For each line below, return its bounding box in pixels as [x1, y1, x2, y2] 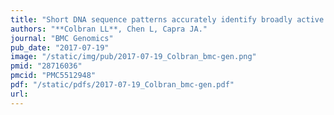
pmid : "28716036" [10, 61, 83, 71]
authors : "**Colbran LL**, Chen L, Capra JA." [10, 24, 208, 34]
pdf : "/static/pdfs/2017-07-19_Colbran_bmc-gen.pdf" [10, 80, 235, 90]
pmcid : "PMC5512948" [10, 71, 97, 81]
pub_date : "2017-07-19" [10, 42, 110, 53]
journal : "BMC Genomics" [10, 33, 114, 43]
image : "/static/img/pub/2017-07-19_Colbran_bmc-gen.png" [10, 52, 257, 62]
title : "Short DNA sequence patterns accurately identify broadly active [10, 14, 325, 25]
